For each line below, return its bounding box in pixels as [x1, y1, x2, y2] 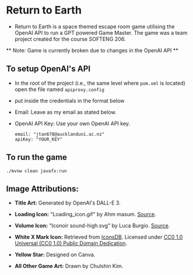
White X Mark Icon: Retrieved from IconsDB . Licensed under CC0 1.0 [14, 233, 183, 241]
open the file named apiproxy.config [14, 86, 105, 93]
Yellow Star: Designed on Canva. [14, 251, 95, 259]
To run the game [6, 152, 68, 162]
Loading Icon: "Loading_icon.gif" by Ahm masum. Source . [14, 211, 157, 218]
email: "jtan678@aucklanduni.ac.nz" [14, 131, 105, 137]
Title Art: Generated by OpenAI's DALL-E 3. [14, 199, 121, 206]
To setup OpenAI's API [6, 64, 91, 74]
